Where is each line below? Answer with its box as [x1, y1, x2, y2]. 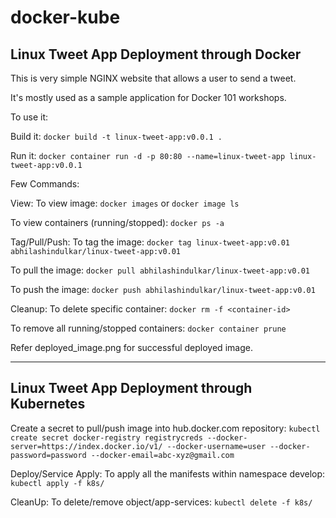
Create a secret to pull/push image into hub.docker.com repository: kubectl [10, 422, 321, 434]
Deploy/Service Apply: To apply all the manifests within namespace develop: [10, 467, 326, 480]
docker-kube [10, 6, 121, 29]
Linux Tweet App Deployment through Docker [10, 46, 302, 63]
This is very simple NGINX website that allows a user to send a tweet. [10, 72, 297, 84]
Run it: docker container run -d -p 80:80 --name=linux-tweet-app [10, 150, 286, 161]
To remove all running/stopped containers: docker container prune [10, 322, 287, 334]
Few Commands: [10, 178, 80, 190]
